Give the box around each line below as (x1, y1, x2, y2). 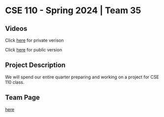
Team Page (5, 94, 40, 102)
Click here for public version (5, 47, 62, 52)
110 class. (5, 79, 25, 85)
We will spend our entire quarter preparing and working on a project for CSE (5, 74, 160, 80)
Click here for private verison (5, 37, 64, 43)
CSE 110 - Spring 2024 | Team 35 (5, 5, 141, 16)
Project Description (5, 61, 66, 70)
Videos (5, 24, 27, 33)
